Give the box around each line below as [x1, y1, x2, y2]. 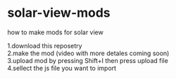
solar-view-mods [7, 5, 111, 21]
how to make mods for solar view [7, 28, 103, 36]
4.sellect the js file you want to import [7, 64, 117, 72]
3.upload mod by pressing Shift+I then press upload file [7, 56, 169, 64]
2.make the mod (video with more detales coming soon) [7, 49, 170, 57]
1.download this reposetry [7, 41, 82, 50]
